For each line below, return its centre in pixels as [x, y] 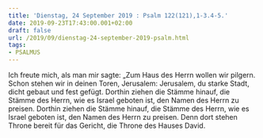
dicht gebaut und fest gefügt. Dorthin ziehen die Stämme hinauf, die [119, 92]
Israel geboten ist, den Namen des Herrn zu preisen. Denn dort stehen [123, 117]
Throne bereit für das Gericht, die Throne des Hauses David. [107, 125]
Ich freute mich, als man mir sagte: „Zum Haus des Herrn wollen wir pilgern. [132, 75]
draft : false [30, 30]
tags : [17, 45]
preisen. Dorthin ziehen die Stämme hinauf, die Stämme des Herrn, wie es [129, 109]
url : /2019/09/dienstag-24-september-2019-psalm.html [99, 38]
